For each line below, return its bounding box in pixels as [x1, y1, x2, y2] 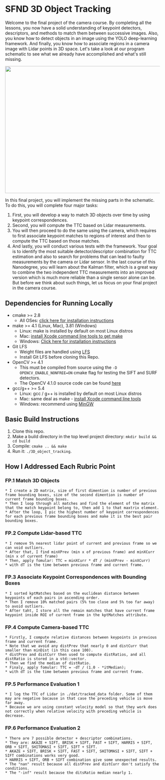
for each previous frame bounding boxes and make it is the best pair [5, 514, 153, 519]
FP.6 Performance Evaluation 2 [5, 724, 81, 731]
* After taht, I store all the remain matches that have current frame [5, 608, 155, 613]
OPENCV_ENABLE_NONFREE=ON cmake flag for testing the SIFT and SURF [19, 369, 158, 375]
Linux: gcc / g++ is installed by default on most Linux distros [19, 390, 142, 396]
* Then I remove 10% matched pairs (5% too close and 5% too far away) [5, 599, 155, 605]
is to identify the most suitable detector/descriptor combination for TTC [12, 248, 157, 254]
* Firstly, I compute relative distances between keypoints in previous [5, 635, 157, 640]
